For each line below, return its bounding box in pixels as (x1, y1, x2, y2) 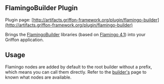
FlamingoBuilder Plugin (5, 4, 78, 12)
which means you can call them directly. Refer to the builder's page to (5, 69, 147, 75)
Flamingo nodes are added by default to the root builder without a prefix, (5, 63, 152, 70)
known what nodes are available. (5, 74, 72, 80)
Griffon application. (5, 37, 44, 42)
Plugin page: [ (5, 17, 33, 22)
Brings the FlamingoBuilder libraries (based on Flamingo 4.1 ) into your (5, 31, 146, 37)
